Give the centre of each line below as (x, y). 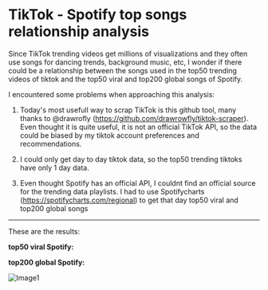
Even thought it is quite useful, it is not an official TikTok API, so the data (138, 127)
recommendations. (51, 143)
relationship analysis (79, 31)
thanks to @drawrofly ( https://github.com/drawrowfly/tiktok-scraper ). (134, 118)
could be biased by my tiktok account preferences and (109, 135)
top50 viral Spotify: (41, 247)
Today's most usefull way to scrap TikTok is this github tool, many (128, 110)
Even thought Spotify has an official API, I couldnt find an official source (138, 183)
